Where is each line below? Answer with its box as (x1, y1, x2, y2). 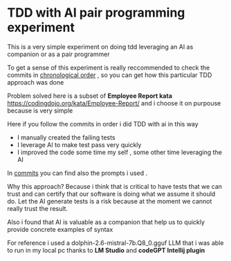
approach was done (7, 78, 64, 86)
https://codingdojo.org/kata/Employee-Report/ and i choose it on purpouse (7, 99, 221, 107)
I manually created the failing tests (17, 133, 115, 142)
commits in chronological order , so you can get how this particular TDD (7, 71, 212, 79)
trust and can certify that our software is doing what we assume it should (7, 190, 216, 198)
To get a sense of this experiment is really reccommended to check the (7, 63, 210, 71)
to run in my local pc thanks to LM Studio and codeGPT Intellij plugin (7, 246, 205, 254)
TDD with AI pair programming (7, 5, 185, 21)
